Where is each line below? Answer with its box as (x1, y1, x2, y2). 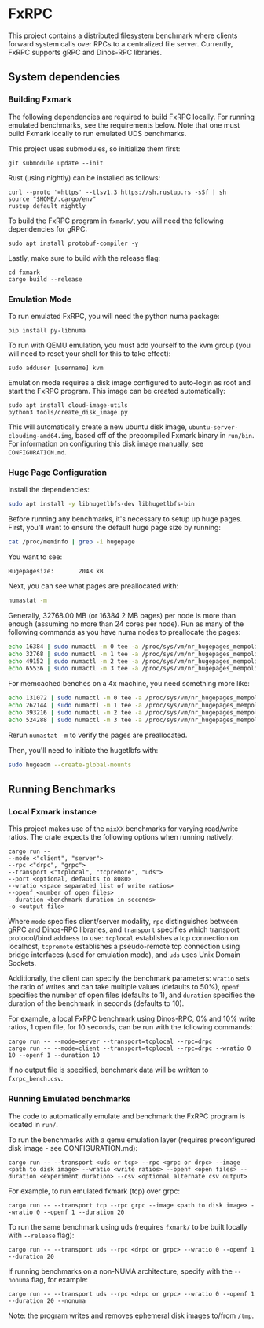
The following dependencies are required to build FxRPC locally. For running (8, 112, 255, 121)
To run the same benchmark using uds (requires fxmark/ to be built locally (8, 1222, 247, 1231)
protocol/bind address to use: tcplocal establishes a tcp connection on (8, 933, 239, 943)
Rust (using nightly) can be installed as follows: (8, 172, 161, 182)
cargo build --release (8, 275, 82, 284)
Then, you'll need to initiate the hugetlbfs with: (8, 745, 159, 755)
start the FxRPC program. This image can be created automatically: (8, 386, 226, 395)
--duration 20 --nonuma (8, 1296, 86, 1304)
